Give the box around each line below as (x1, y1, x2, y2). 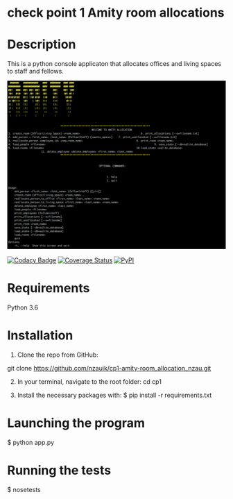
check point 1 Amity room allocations (7, 5, 225, 21)
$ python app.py (7, 438, 54, 446)
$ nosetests (7, 485, 41, 493)
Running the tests (7, 462, 112, 478)
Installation (7, 328, 74, 344)
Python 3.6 (7, 303, 39, 312)
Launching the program (7, 415, 146, 431)
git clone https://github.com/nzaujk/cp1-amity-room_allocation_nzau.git (7, 364, 212, 372)
